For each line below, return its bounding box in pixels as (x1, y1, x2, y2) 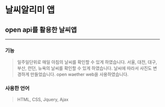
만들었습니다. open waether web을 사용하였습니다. (30, 72, 129, 78)
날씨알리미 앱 (5, 4, 55, 16)
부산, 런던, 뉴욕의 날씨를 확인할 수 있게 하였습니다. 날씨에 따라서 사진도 (17, 65, 152, 71)
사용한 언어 (5, 85, 30, 92)
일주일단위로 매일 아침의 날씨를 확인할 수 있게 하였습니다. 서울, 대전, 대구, (17, 59, 157, 65)
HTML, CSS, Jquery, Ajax (17, 96, 69, 102)
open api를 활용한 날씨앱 (5, 26, 77, 34)
